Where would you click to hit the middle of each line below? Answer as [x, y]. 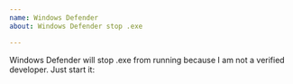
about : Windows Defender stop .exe [76, 26]
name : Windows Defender [54, 18]
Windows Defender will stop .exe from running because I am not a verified [147, 60]
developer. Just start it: [52, 70]
